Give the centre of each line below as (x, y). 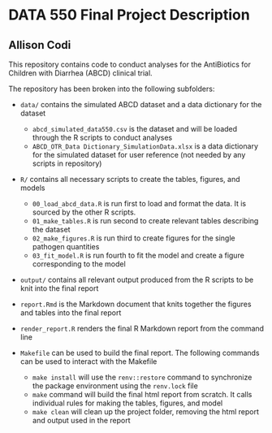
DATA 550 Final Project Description (129, 15)
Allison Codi (40, 45)
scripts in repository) (67, 163)
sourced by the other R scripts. (84, 212)
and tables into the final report (71, 313)
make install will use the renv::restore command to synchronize (142, 377)
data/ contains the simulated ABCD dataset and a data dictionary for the (141, 104)
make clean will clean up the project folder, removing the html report (146, 411)
